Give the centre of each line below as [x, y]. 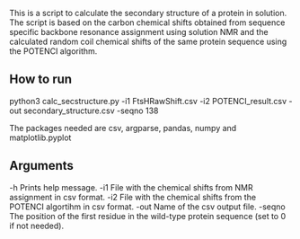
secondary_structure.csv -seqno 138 [91, 111]
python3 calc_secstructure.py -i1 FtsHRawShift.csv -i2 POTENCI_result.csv [148, 101]
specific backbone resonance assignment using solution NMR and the [139, 32]
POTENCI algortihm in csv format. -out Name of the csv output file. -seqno [147, 207]
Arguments [42, 166]
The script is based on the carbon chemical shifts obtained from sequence [147, 22]
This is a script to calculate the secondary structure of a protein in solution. [148, 13]
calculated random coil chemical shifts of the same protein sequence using [148, 41]
